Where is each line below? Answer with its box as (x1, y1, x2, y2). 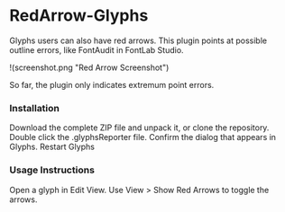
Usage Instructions (9, 163, 95, 176)
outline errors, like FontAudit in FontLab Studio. (9, 44, 184, 55)
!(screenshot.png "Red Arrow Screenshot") (9, 62, 170, 73)
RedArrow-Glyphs (9, 5, 149, 26)
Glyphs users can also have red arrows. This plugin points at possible (9, 35, 268, 46)
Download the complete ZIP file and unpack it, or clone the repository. (9, 122, 270, 133)
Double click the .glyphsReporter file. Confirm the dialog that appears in (9, 132, 277, 143)
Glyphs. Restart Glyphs (9, 141, 95, 153)
